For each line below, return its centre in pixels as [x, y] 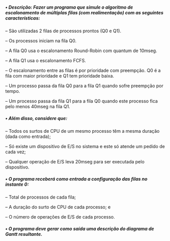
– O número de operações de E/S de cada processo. [60, 216]
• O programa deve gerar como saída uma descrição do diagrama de [80, 228]
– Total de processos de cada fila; [41, 197]
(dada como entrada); [28, 136]
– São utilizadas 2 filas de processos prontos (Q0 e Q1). [63, 31]
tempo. [13, 91]
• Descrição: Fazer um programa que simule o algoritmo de [69, 7]
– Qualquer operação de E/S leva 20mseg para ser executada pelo [75, 161]
